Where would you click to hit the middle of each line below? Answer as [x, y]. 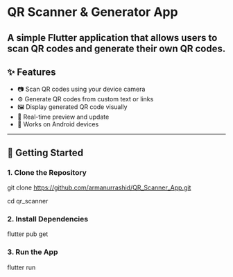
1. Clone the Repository [47, 172]
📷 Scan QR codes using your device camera [81, 89]
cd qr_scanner [28, 201]
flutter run [21, 267]
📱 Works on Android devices [58, 124]
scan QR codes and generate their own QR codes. [116, 48]
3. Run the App [33, 252]
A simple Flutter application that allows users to [112, 38]
